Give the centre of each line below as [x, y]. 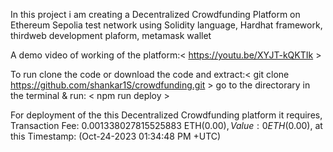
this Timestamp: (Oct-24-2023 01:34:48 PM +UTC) [116, 136]
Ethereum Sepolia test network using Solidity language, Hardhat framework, [166, 25]
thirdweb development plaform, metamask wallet [111, 35]
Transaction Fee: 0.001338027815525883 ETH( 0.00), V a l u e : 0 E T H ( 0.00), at [166, 125]
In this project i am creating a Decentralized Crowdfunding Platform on [155, 14]
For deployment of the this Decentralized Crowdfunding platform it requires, [166, 115]
